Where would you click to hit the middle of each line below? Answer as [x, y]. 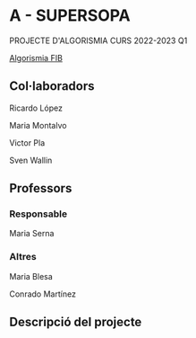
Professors [41, 188]
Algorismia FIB [36, 58]
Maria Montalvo [38, 125]
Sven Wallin [31, 160]
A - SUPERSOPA [70, 16]
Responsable [38, 214]
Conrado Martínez [43, 294]
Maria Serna [32, 234]
